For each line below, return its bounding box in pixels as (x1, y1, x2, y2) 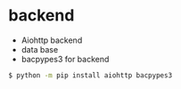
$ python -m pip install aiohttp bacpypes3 (8, 70, 173, 80)
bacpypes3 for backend (21, 53, 110, 64)
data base (21, 44, 59, 54)
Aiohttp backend (21, 35, 83, 45)
